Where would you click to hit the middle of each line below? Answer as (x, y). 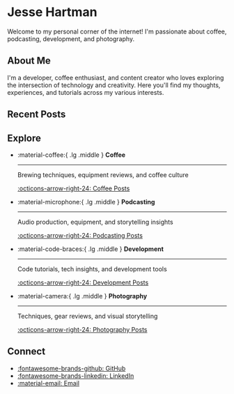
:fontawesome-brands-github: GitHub (71, 368)
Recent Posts (37, 115)
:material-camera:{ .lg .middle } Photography (82, 296)
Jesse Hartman (52, 12)
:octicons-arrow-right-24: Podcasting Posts (80, 235)
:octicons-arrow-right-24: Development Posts (83, 282)
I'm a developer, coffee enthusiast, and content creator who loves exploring (116, 77)
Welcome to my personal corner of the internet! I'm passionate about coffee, (117, 31)
